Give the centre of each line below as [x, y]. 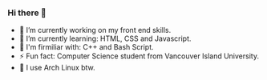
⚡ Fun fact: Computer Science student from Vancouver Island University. [139, 56]
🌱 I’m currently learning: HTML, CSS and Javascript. [105, 38]
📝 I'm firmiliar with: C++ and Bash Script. [86, 47]
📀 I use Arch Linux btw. [57, 68]
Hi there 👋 [27, 13]
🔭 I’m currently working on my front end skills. [95, 30]
